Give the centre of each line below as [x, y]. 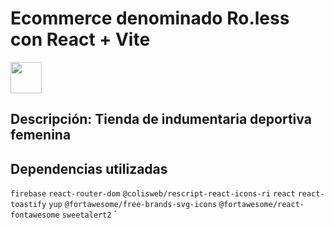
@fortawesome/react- [261, 205]
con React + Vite [80, 39]
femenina [41, 135]
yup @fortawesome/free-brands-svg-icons [133, 205]
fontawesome [35, 215]
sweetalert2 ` [89, 214]
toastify [28, 205]
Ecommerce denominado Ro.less [150, 18]
